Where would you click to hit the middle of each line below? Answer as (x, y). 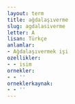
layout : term (26, 13)
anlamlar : (21, 45)
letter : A (21, 32)
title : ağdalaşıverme (38, 20)
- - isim (19, 64)
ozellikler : (24, 58)
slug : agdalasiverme (36, 26)
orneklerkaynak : (30, 83)
